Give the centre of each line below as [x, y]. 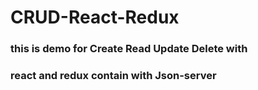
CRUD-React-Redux [95, 17]
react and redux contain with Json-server [113, 76]
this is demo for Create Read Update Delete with [129, 49]
